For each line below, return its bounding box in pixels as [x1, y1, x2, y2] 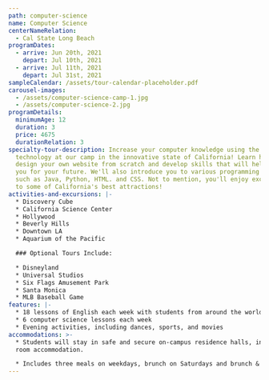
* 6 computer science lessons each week [15, 316, 152, 324]
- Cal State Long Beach [15, 34, 94, 42]
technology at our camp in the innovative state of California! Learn [15, 153, 256, 161]
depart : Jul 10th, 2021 [22, 57, 102, 65]
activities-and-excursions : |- [8, 190, 113, 198]
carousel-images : [8, 86, 66, 94]
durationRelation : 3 [15, 138, 84, 146]
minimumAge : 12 [15, 116, 66, 124]
